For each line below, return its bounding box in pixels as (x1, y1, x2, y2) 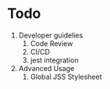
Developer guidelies (18, 30, 83, 40)
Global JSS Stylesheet (30, 72, 102, 81)
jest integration (30, 55, 79, 65)
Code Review (30, 38, 73, 48)
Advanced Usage (18, 63, 75, 73)
